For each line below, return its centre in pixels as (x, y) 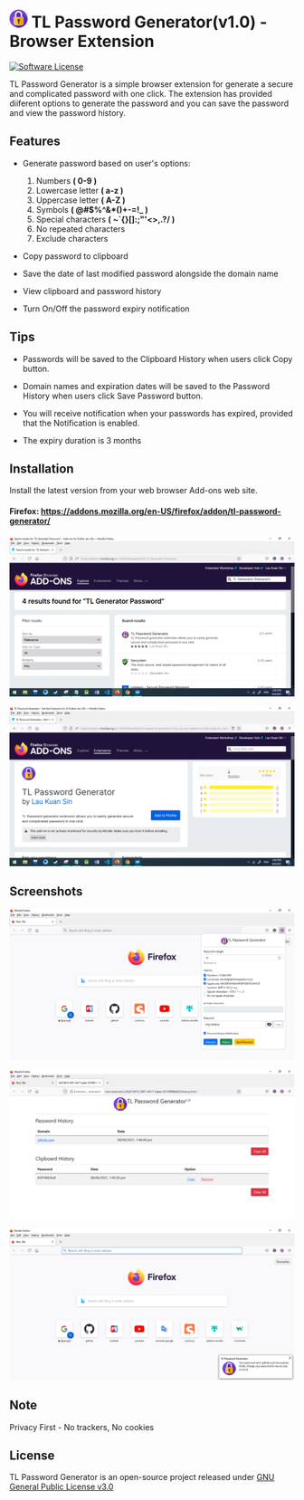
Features (35, 142)
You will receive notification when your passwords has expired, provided (158, 413)
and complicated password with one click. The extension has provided (141, 93)
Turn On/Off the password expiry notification (106, 309)
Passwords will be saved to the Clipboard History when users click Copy (157, 358)
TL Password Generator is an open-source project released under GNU (142, 1477)
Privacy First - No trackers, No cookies (82, 1427)
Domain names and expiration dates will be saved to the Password (146, 386)
